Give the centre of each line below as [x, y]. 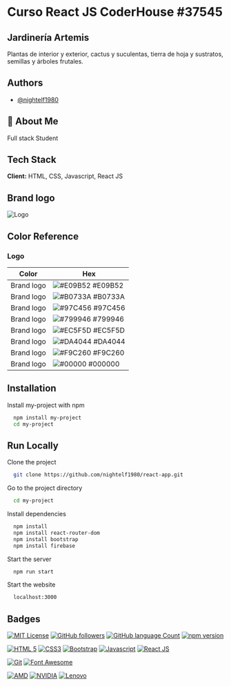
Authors [25, 83]
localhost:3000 [35, 598]
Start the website [31, 585]
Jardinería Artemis [48, 38]
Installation [32, 388]
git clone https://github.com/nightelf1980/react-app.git [99, 475]
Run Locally [33, 445]
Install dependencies [37, 514]
